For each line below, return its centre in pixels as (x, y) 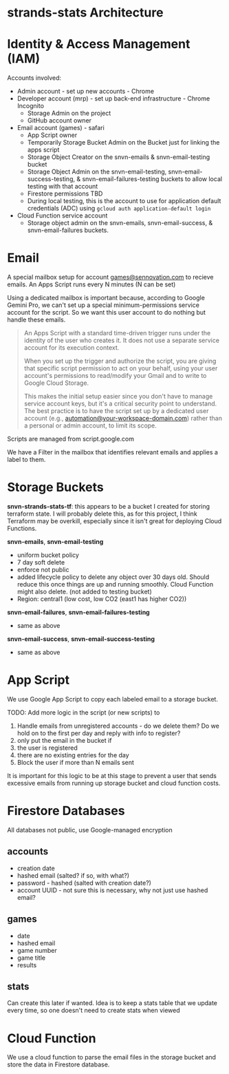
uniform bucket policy (48, 555)
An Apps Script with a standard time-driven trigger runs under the (117, 333)
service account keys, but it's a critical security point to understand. (120, 403)
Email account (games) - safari (61, 128)
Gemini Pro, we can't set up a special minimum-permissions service (103, 305)
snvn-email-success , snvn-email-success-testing (81, 639)
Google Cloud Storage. (56, 383)
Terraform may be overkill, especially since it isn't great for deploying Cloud (115, 521)
